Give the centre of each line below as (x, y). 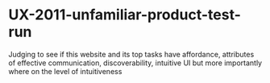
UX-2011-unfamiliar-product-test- (125, 15)
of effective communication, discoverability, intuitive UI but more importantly (135, 63)
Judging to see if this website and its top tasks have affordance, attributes (131, 54)
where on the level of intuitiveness (65, 71)
